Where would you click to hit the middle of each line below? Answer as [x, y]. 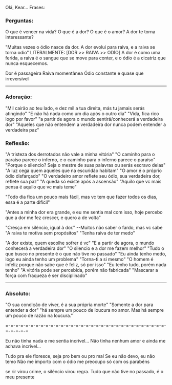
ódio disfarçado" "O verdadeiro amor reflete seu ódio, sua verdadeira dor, [83, 176]
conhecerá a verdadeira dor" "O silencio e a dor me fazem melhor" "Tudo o [85, 248]
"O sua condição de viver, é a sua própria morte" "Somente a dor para [79, 305]
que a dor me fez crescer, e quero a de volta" [53, 218]
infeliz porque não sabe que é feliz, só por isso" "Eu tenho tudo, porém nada [86, 264]
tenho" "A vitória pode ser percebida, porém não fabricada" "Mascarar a [82, 270]
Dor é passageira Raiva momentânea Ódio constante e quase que [74, 73]
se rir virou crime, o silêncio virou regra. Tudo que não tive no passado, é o [84, 372]
